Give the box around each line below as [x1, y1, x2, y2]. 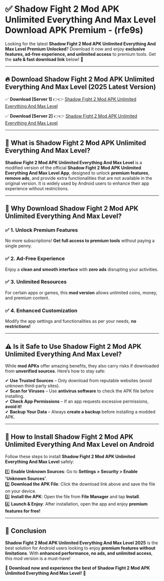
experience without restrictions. [5, 185, 69, 192]
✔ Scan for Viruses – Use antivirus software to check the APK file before [5, 388, 154, 394]
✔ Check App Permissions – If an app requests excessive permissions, [5, 398, 149, 404]
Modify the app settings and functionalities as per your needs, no [5, 318, 137, 324]
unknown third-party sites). [5, 383, 60, 388]
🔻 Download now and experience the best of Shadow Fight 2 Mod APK [5, 565, 150, 571]
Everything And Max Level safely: [5, 459, 74, 464]
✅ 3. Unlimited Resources [5, 278, 67, 285]
